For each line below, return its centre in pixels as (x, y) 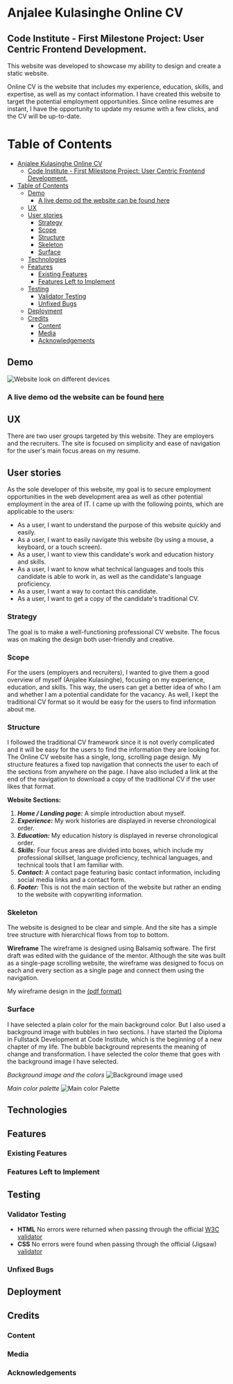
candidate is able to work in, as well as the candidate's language (109, 577)
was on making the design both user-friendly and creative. (91, 639)
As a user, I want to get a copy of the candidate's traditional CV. (108, 599)
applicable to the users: (41, 512)
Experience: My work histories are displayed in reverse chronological (116, 821)
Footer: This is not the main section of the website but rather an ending (119, 887)
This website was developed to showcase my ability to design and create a (114, 66)
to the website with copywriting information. (80, 895)
